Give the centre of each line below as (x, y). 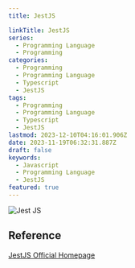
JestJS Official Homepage (52, 255)
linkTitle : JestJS (39, 30)
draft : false (30, 150)
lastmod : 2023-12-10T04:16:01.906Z (68, 135)
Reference (35, 235)
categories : (28, 60)
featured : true (34, 188)
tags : (17, 97)
